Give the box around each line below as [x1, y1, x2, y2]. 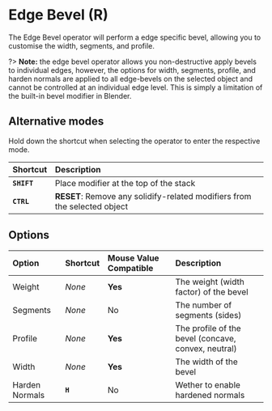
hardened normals [175, 389, 245, 400]
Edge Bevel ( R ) [8, 6, 109, 24]
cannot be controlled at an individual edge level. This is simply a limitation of [8, 83, 263, 92]
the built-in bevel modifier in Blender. [8, 91, 132, 100]
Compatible [108, 262, 154, 273]
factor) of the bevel [175, 286, 249, 297]
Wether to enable [175, 379, 241, 390]
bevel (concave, [175, 333, 236, 344]
